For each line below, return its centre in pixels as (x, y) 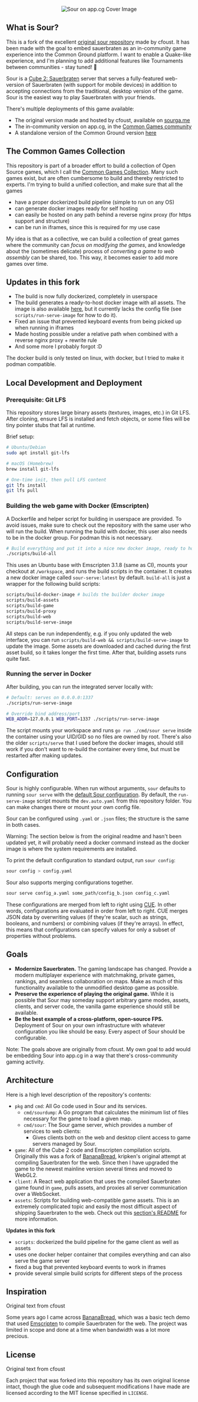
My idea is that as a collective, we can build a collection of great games (93, 239)
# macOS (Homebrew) (30, 464)
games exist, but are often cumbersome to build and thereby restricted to (95, 178)
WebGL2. (26, 1175)
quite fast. (18, 658)
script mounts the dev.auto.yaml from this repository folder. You (114, 801)
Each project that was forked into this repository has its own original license (98, 1380)
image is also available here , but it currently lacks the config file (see (98, 309)
